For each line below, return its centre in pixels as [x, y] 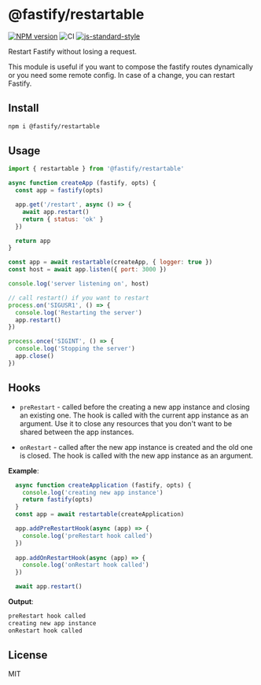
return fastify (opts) [57, 500]
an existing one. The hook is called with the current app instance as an [134, 415]
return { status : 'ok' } [63, 219]
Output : [21, 602]
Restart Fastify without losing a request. [73, 51]
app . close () [35, 356]
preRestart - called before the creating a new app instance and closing [134, 407]
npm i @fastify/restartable [54, 126]
